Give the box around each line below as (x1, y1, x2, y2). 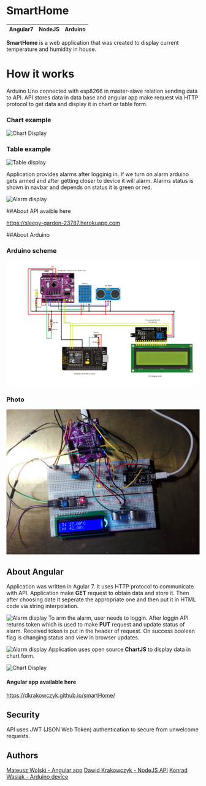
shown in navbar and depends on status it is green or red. (6, 183, 152, 191)
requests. (6, 733, 31, 740)
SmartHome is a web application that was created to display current (6, 39, 179, 46)
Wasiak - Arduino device (6, 773, 69, 780)
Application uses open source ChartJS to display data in (48, 645, 191, 653)
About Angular (6, 566, 64, 577)
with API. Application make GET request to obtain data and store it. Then (6, 590, 189, 597)
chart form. (6, 652, 35, 660)
